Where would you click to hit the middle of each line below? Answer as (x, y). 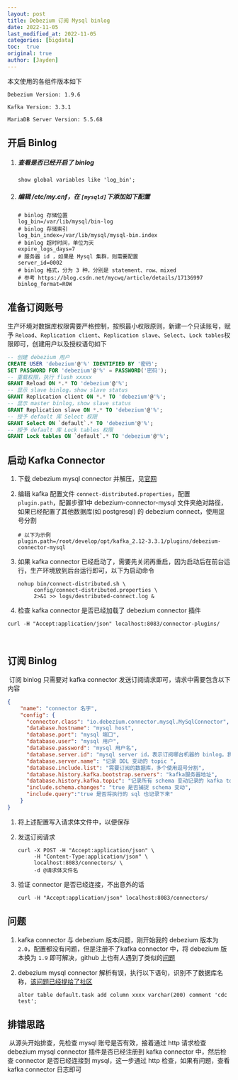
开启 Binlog (32, 143)
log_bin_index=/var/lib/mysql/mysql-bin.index (87, 236)
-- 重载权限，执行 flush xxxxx (50, 377)
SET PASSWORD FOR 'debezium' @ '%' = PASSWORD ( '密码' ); (87, 370)
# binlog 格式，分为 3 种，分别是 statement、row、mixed (97, 270)
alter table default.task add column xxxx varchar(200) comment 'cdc (123, 995)
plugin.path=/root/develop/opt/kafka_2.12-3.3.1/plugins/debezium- (119, 541)
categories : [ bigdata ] (41, 40)
